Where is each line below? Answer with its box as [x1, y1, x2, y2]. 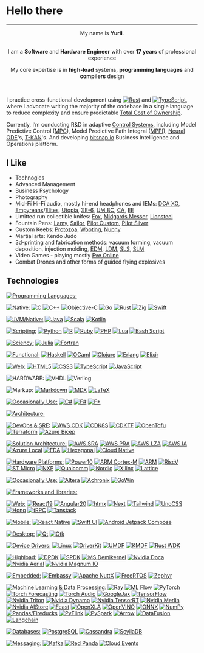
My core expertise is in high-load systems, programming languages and [10, 66, 194, 73]
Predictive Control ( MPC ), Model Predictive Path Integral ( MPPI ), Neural [6, 127, 185, 134]
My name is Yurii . [80, 29, 124, 37]
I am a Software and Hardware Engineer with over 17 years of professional [8, 47, 196, 55]
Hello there [6, 4, 63, 18]
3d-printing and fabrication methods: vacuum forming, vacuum [15, 239, 173, 246]
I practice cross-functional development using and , [6, 96, 188, 103]
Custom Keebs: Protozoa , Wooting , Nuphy [15, 226, 121, 233]
